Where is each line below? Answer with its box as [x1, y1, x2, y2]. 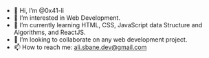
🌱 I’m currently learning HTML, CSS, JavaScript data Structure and [13, 21, 203, 29]
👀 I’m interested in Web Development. [13, 14, 120, 22]
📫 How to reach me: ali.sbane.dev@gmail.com [13, 43, 147, 51]
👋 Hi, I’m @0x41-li [13, 7, 64, 14]
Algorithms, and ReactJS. [13, 28, 86, 36]
